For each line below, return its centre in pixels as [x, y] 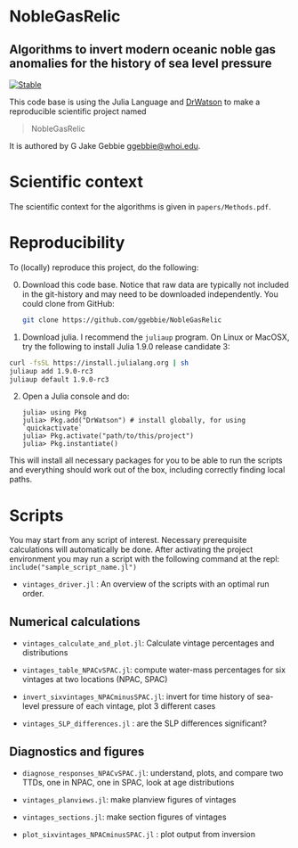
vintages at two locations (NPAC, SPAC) [95, 679]
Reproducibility [67, 243]
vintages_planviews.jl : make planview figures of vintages [129, 799]
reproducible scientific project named [78, 111]
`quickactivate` [52, 428]
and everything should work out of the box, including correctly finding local [147, 470]
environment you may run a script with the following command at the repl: [145, 559]
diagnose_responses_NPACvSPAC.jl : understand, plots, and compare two [153, 772]
